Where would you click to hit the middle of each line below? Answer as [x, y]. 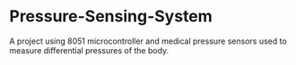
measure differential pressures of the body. [89, 50]
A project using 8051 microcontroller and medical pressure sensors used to [148, 41]
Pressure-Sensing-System [111, 16]
